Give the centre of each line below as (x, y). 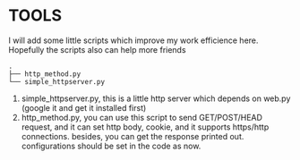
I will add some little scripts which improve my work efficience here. (133, 40)
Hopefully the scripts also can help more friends (97, 49)
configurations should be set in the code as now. (111, 146)
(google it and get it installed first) (84, 107)
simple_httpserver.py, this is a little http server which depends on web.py (156, 98)
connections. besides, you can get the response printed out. (133, 136)
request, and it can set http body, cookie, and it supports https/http (145, 127)
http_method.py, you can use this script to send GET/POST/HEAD (142, 117)
